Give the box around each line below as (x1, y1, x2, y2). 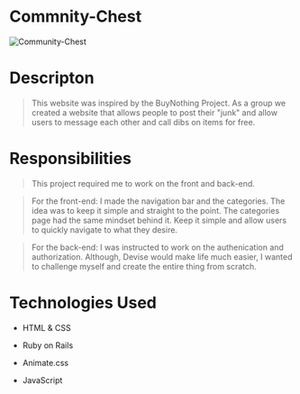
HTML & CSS (22, 322, 71, 333)
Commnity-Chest (9, 6, 142, 27)
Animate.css (22, 357, 69, 368)
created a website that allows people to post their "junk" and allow (31, 106, 277, 118)
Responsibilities (9, 149, 132, 169)
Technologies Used (9, 293, 158, 313)
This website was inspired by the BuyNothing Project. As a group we (31, 97, 286, 108)
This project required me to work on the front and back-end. (31, 178, 255, 188)
